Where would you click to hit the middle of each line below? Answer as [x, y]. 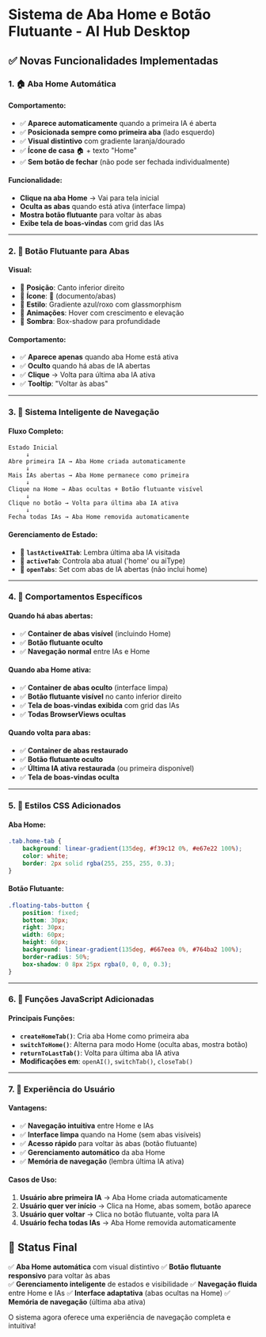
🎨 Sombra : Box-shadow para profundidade [90, 322]
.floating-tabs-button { [49, 905]
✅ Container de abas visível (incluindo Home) [95, 633]
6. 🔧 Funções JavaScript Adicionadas [81, 1000]
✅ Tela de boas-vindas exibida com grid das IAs [99, 705]
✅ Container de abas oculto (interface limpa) [94, 688]
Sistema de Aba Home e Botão [110, 15]
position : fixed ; [51, 912]
